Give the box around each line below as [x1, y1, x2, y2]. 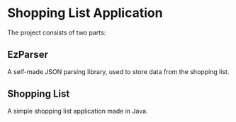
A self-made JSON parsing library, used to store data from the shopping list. [7, 67, 230, 75]
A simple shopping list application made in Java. [7, 106, 148, 115]
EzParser [7, 49, 48, 61]
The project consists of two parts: [7, 28, 106, 37]
